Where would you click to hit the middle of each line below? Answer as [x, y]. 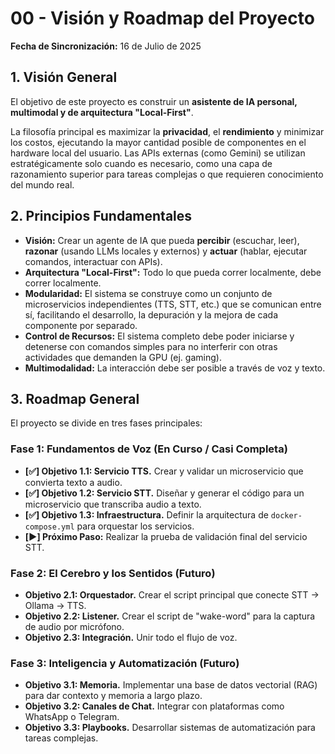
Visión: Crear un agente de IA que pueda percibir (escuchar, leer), [162, 240]
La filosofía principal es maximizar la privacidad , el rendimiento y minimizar [167, 131]
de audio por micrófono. [74, 626]
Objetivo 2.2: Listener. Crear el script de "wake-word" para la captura [170, 616]
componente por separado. [81, 325]
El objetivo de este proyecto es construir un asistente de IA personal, [154, 101]
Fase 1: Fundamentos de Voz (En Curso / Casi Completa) [149, 449]
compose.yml [49, 527]
